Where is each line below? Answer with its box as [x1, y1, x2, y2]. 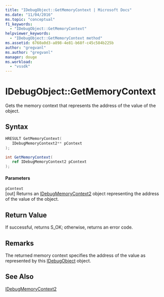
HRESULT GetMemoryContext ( [5, 136, 62, 141]
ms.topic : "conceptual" [5, 17, 56, 22]
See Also [5, 272, 34, 281]
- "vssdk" [10, 64, 30, 69]
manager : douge [5, 54, 37, 60]
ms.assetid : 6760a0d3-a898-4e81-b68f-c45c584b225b [5, 41, 114, 46]
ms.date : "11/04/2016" [5, 12, 53, 17]
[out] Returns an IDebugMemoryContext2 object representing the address [5, 191, 159, 197]
